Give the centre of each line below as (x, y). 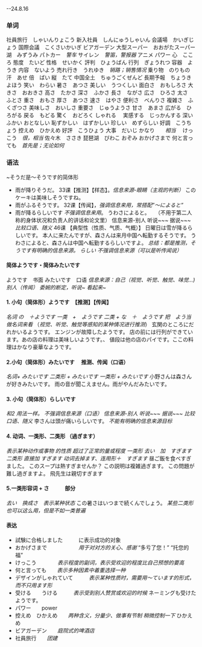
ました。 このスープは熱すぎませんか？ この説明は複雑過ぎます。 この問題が (100, 466)
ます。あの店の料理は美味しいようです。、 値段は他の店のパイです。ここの (97, 340)
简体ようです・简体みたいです (43, 265)
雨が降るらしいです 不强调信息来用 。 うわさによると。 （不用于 (96, 212)
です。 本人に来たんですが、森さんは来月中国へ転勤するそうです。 (108, 235)
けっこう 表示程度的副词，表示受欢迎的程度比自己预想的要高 (99, 563)
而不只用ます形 (33, 585)
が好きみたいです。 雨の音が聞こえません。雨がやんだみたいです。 (88, 384)
